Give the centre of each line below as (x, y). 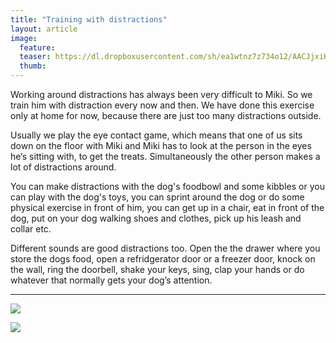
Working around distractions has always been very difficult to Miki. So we (161, 94)
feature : (37, 47)
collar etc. (31, 229)
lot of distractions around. (63, 167)
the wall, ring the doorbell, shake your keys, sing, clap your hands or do (157, 269)
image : (24, 38)
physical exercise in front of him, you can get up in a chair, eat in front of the (167, 207)
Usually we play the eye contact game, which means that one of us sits (156, 135)
